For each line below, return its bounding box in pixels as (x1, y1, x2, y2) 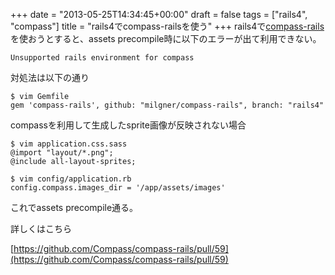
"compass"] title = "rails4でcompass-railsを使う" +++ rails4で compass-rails (10, 20, 325, 32)
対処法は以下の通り (10, 72, 90, 83)
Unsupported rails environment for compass (10, 53, 195, 63)
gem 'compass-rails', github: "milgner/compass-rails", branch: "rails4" (10, 100, 325, 110)
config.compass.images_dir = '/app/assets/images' (10, 183, 226, 193)
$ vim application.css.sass (10, 139, 128, 149)
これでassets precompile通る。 (10, 202, 139, 213)
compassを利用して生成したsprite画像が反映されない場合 (10, 119, 247, 131)
